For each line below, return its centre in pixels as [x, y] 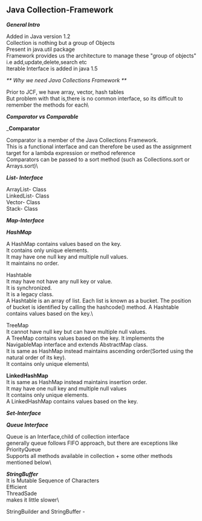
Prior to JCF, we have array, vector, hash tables [65, 92]
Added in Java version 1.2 [38, 36]
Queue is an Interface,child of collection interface [68, 436]
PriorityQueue [24, 449]
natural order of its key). [36, 357]
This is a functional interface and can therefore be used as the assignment [99, 146]
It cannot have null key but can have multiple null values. [77, 331]
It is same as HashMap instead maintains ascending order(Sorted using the [100, 351]
